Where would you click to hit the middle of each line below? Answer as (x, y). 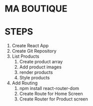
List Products (25, 56)
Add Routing (25, 83)
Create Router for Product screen (53, 99)
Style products (34, 78)
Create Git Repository (34, 51)
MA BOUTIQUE (36, 9)
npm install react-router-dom (49, 88)
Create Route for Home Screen (51, 94)
